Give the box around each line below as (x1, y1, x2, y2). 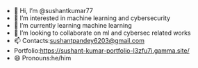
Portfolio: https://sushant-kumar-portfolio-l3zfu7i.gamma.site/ (13, 46, 190, 55)
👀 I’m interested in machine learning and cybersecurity (13, 14, 171, 22)
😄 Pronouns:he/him (13, 54, 72, 62)
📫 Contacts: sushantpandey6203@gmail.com (13, 37, 145, 44)
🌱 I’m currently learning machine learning (13, 22, 132, 29)
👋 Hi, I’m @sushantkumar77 (13, 7, 94, 15)
